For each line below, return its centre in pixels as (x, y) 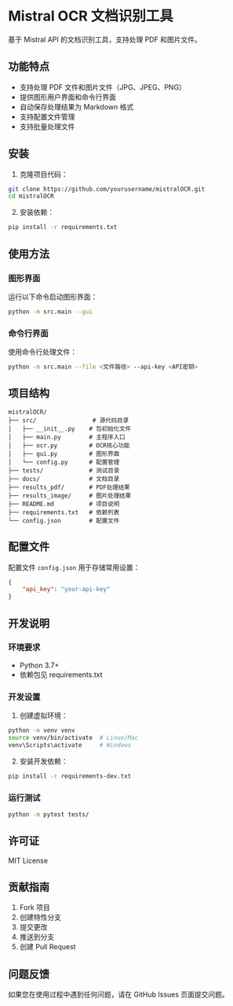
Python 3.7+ (39, 665)
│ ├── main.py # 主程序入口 (67, 437)
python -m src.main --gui (50, 312)
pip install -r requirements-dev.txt (70, 776)
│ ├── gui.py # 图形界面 (64, 453)
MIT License (28, 860)
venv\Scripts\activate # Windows (70, 745)
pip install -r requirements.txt (63, 227)
